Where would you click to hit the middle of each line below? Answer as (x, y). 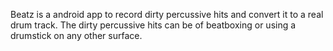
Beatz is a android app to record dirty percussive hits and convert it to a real (167, 14)
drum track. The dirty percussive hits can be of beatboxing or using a (153, 25)
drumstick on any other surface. (76, 35)
